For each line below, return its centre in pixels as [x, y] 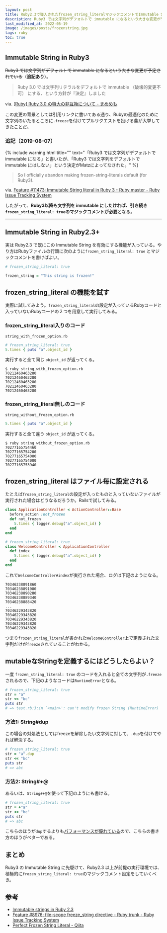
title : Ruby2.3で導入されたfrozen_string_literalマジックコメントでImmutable [82, 14]
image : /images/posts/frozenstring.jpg [46, 28]
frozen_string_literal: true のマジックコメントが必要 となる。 [70, 211]
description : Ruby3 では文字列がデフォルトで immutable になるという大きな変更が [83, 19]
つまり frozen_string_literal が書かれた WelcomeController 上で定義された [80, 638]
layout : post [19, 10]
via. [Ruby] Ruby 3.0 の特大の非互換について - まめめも [61, 104]
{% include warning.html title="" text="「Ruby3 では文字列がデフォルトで [81, 153]
